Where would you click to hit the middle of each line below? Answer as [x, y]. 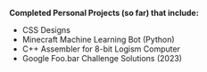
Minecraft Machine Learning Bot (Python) [99, 40]
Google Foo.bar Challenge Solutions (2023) [102, 58]
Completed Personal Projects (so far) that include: [104, 13]
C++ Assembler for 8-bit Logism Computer [101, 49]
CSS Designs [46, 30]
